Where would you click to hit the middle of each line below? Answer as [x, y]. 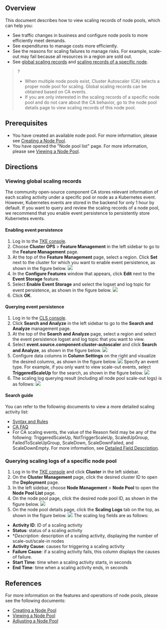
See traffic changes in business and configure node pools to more [80, 35]
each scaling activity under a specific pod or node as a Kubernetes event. [81, 197]
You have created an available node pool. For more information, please [85, 135]
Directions [22, 167]
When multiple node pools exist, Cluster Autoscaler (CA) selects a [92, 81]
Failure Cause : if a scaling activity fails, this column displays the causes [86, 552]
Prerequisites [26, 124]
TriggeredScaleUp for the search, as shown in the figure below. [78, 373]
